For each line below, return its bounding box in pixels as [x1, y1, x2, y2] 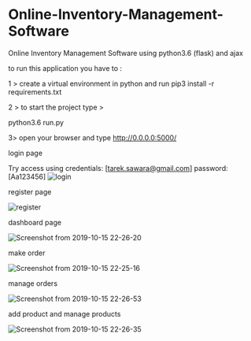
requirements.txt [8, 87, 62, 96]
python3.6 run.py [8, 117, 65, 127]
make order [8, 248, 46, 258]
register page [8, 187, 52, 196]
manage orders [8, 278, 57, 288]
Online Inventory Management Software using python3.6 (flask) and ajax [8, 48, 244, 57]
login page [8, 148, 43, 158]
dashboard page [8, 217, 61, 227]
